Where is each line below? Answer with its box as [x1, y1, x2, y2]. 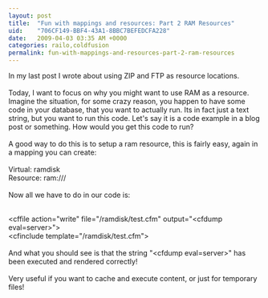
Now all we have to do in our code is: [8, 190, 131, 199]
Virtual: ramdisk [8, 165, 61, 174]
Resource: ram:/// [8, 173, 67, 183]
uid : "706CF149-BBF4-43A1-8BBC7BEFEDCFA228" [8, 26, 171, 34]
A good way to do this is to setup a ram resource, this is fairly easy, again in [8, 139, 258, 148]
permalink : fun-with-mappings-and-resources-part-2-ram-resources [8, 49, 235, 57]
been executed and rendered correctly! [8, 257, 138, 266]
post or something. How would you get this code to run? [8, 122, 194, 131]
